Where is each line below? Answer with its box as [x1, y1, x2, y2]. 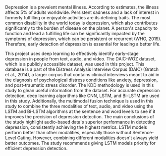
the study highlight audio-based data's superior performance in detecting [5, 119, 156, 125]
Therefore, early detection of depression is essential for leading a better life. [5, 41, 161, 47]
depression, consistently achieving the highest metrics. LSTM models [5, 124, 147, 130]
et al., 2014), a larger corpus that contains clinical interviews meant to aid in [5, 72, 160, 77]
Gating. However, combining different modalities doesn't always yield [17, 135, 159, 141]
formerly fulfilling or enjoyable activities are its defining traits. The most [5, 15, 151, 20]
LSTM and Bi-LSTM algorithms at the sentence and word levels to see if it [5, 108, 156, 114]
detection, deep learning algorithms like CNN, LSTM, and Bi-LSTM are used [5, 93, 160, 99]
